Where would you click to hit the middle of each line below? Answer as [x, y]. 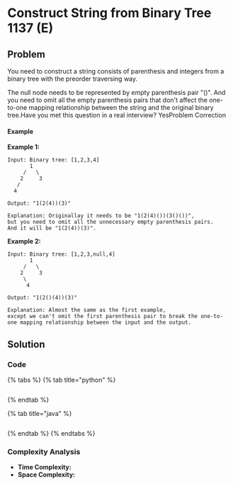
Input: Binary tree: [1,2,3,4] [53, 160]
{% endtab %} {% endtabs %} [51, 433]
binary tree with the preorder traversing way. [73, 79]
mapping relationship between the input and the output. [106, 323]
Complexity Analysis [44, 451]
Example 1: [24, 147]
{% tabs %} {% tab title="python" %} [62, 380]
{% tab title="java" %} [40, 413]
